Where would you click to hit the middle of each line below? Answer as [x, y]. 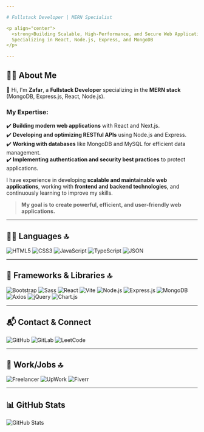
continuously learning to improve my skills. [60, 193]
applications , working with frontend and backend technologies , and [93, 187]
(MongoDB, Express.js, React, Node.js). [56, 96]
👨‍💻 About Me [32, 75]
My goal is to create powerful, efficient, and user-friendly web [101, 205]
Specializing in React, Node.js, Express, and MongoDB [83, 40]
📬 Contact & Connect [49, 322]
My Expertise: [27, 112]
